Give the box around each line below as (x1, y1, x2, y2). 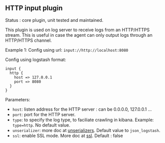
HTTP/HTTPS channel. (5, 37, 52, 43)
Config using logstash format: (5, 57, 66, 63)
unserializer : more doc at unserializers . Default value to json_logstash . (12, 127, 161, 133)
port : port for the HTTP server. (12, 111, 76, 117)
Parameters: (5, 96, 30, 102)
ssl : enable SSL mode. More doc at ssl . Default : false (12, 133, 123, 139)
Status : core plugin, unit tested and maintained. (5, 17, 104, 23)
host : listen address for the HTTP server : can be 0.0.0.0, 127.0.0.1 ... (12, 106, 152, 112)
